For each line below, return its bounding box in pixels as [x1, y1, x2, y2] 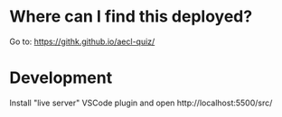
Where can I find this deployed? [9, 6, 253, 27]
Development [9, 67, 113, 88]
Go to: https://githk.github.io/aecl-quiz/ [9, 36, 155, 47]
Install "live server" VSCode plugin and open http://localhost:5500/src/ [9, 97, 273, 108]
